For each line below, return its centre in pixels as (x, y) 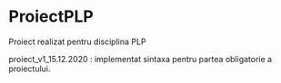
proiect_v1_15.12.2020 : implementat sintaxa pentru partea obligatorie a (140, 59)
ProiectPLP (51, 17)
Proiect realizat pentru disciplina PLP (77, 41)
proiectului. (30, 69)
